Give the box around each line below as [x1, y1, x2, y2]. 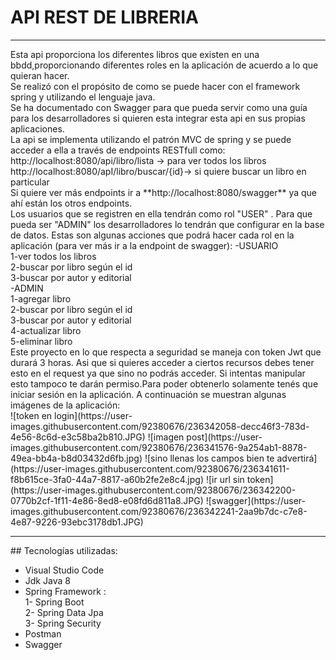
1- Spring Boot [24, 596, 85, 608]
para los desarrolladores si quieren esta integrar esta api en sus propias [10, 112, 306, 124]
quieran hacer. [10, 69, 70, 81]
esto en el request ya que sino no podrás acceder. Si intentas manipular [10, 367, 306, 379]
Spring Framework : [24, 585, 107, 597]
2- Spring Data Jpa [24, 606, 104, 618]
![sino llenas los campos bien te [144, 452, 275, 464]
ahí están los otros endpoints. [10, 197, 133, 209]
